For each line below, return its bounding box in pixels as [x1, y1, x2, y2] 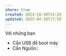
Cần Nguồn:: [12, 45, 39, 51]
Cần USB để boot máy [12, 40, 58, 46]
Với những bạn [5, 30, 35, 36]
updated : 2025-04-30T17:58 [5, 16, 61, 21]
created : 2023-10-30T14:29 [5, 12, 61, 17]
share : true [5, 7, 30, 12]
